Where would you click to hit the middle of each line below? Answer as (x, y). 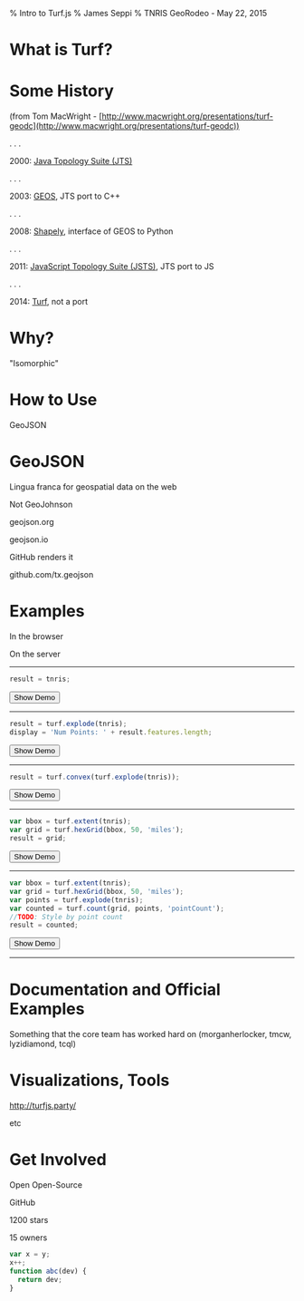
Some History (62, 91)
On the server (35, 654)
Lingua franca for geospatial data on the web (93, 486)
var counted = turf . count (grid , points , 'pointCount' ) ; (117, 908)
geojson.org (32, 521)
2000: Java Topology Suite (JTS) (71, 161)
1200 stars (29, 1220)
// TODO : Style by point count (66, 917)
